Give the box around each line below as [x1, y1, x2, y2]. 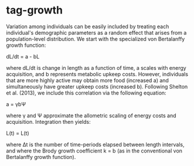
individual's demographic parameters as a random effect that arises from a [6, 29, 187, 36]
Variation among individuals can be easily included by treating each [6, 23, 169, 30]
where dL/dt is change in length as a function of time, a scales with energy [6, 64, 186, 71]
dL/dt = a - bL [6, 53, 40, 60]
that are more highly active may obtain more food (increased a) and [6, 77, 169, 84]
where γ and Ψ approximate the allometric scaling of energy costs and [6, 112, 177, 119]
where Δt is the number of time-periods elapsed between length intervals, [6, 141, 185, 148]
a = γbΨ [6, 100, 26, 107]
